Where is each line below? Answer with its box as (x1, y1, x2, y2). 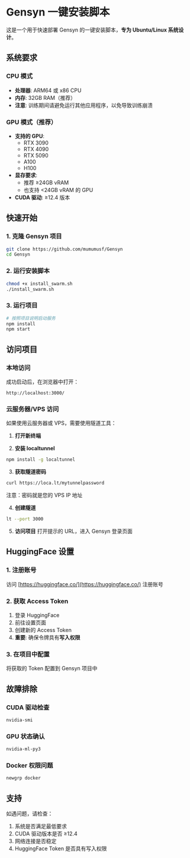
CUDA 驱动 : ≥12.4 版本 (14, 194, 70, 201)
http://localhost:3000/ (6, 390, 65, 396)
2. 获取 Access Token (6, 597, 69, 605)
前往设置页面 (14, 619, 46, 626)
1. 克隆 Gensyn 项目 (6, 232, 62, 241)
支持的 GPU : (14, 132, 44, 140)
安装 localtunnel (14, 445, 55, 452)
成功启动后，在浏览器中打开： (6, 378, 79, 385)
